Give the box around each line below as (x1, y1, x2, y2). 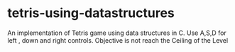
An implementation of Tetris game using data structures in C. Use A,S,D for (7, 28, 227, 37)
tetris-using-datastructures (7, 5, 175, 21)
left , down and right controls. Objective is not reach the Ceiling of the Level (7, 36, 229, 44)
